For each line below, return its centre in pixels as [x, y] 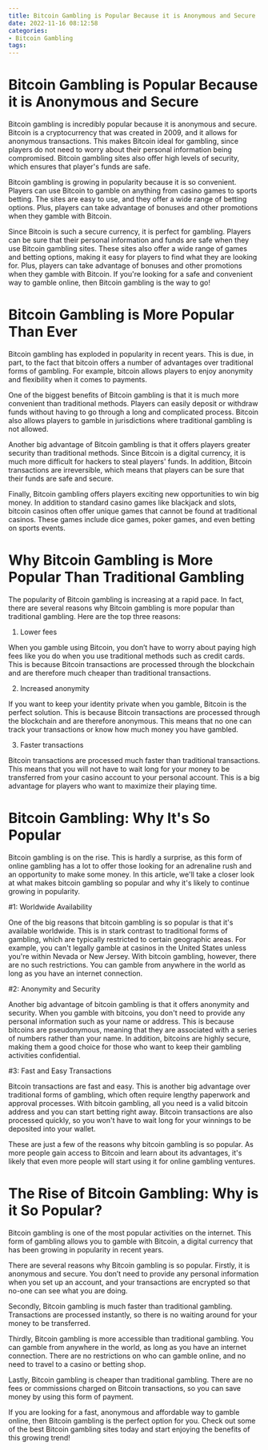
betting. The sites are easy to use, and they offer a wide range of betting [128, 199]
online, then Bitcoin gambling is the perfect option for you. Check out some [132, 1420]
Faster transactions [52, 745]
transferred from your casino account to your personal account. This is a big [134, 777]
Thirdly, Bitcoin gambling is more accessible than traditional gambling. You [131, 1338]
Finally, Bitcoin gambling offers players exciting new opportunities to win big [134, 494]
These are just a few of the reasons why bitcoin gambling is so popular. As [131, 1144]
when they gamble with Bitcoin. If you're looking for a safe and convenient [131, 274]
